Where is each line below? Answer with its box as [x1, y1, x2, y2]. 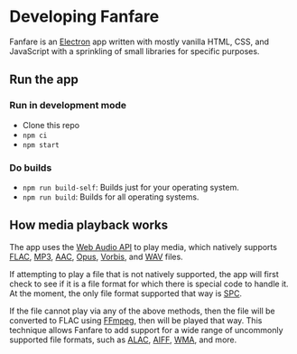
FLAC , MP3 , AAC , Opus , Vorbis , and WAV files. [9, 251, 183, 262]
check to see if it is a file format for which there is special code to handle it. [9, 278, 289, 289]
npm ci [22, 131, 48, 140]
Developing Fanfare [9, 6, 160, 27]
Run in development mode [9, 99, 127, 112]
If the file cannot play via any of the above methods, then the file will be [9, 305, 275, 316]
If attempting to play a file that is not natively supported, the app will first [9, 268, 279, 279]
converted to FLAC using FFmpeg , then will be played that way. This [9, 314, 263, 326]
